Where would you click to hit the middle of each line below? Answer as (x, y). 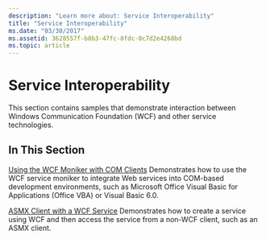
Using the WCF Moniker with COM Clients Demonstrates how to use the (128, 169)
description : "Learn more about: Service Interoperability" (112, 16)
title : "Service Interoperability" (68, 23)
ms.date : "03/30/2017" (46, 31)
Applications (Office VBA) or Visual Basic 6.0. (83, 195)
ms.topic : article (39, 46)
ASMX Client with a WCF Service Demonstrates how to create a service (127, 211)
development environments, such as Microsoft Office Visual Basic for (123, 187)
